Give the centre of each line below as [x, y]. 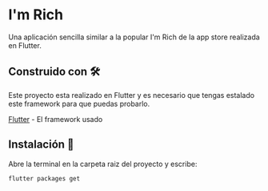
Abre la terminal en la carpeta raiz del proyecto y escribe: [103, 164]
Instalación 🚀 [41, 145]
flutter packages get [44, 178]
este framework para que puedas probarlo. [79, 104]
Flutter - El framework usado [56, 119]
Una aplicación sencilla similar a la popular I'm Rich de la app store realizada [134, 37]
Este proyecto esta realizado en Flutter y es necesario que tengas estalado [131, 95]
